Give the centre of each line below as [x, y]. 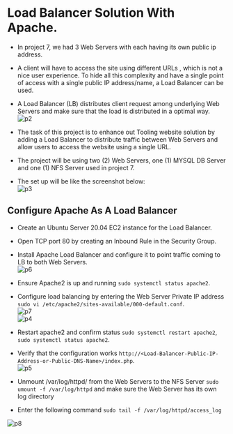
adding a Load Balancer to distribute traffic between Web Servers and [117, 139]
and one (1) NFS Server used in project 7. [76, 167]
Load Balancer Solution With [91, 13]
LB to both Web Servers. [53, 262]
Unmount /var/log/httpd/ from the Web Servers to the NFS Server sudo [118, 381]
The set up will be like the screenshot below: [81, 181]
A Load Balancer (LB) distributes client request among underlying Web [119, 103]
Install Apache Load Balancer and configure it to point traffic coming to [119, 254]
